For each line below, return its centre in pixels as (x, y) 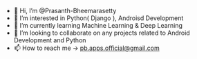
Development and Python (50, 40)
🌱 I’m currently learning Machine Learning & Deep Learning (98, 25)
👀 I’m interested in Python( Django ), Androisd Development (98, 18)
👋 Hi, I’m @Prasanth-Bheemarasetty (65, 11)
